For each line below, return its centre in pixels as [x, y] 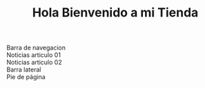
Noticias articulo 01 [34, 55]
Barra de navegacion [36, 48]
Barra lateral [24, 69]
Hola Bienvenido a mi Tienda [115, 13]
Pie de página [26, 77]
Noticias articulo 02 [35, 63]
